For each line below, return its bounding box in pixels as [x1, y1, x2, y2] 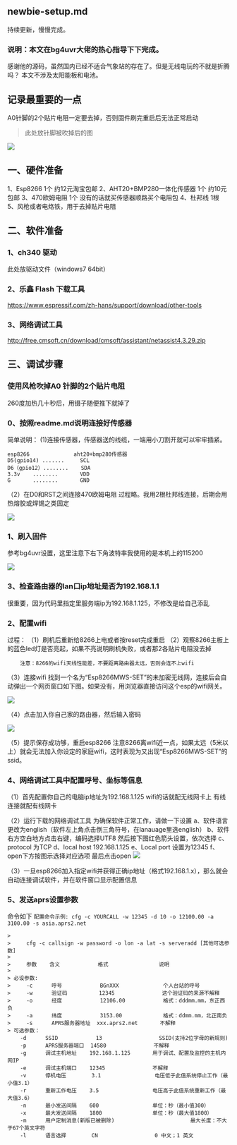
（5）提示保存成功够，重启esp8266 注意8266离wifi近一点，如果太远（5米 [7, 738, 223, 746]
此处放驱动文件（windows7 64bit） [7, 265, 109, 274]
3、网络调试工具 [7, 320, 63, 329]
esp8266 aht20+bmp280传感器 [7, 451, 128, 458]
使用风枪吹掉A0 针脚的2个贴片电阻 [7, 381, 126, 391]
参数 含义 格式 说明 [25, 961, 170, 969]
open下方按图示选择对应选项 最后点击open [7, 852, 132, 860]
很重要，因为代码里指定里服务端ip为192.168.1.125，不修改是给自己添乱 [7, 599, 210, 607]
